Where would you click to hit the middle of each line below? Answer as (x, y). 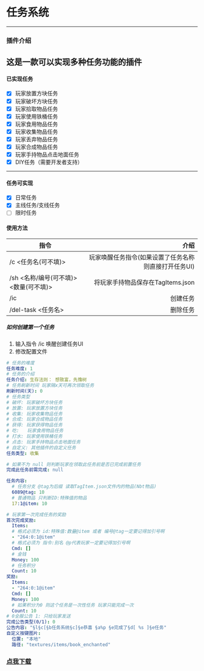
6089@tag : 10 (28, 492)
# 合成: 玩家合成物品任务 (34, 419)
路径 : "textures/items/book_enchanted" (61, 645)
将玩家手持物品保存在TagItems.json (144, 282)
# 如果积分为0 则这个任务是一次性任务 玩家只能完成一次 (73, 605)
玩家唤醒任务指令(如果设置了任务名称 (142, 257)
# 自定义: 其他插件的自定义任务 (41, 448)
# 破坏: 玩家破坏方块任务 (34, 402)
